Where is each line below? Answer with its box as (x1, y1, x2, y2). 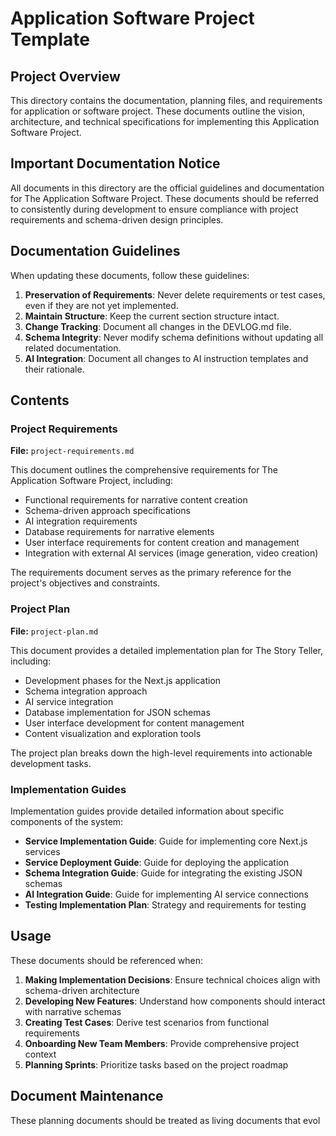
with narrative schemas (24, 1005, 122, 1017)
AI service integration (24, 695, 114, 707)
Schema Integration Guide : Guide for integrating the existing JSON (24, 867, 303, 879)
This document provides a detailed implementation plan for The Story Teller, (10, 644, 324, 656)
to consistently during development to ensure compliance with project (10, 203, 299, 215)
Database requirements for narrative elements (24, 526, 215, 538)
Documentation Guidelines (10, 243, 181, 260)
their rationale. (24, 363, 85, 375)
